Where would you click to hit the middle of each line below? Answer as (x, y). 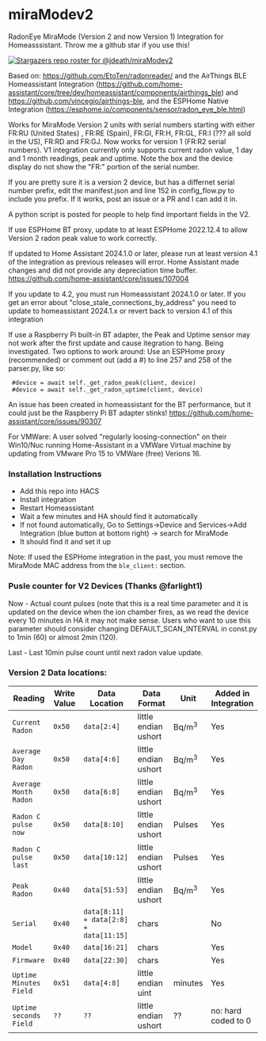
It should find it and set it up (65, 542)
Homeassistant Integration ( (53, 84)
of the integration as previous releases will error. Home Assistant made (124, 261)
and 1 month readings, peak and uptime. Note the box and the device (121, 158)
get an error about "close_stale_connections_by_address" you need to (122, 302)
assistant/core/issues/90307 (55, 421)
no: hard (226, 1010)
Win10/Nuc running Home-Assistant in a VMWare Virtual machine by (120, 444)
